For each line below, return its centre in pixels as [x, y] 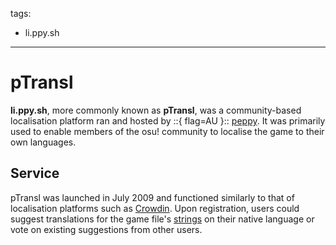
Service [35, 173]
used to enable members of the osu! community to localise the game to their [167, 131]
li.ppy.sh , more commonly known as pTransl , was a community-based [156, 110]
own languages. [43, 142]
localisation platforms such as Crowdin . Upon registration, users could [155, 208]
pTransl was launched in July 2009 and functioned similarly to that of [152, 197]
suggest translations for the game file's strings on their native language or [162, 219]
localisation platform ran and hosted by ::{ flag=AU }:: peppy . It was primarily [168, 120]
